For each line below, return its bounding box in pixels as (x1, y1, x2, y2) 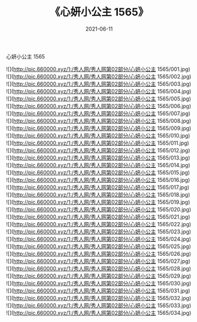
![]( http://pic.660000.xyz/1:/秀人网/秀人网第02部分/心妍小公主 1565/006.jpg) (6, 102, 192, 109)
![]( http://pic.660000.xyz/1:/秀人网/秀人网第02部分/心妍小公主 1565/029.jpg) (6, 272, 192, 279)
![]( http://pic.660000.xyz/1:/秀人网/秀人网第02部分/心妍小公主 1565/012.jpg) (6, 147, 191, 154)
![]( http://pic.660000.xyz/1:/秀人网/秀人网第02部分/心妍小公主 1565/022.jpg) (6, 220, 192, 227)
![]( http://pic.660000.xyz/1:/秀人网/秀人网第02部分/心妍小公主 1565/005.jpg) (6, 95, 192, 102)
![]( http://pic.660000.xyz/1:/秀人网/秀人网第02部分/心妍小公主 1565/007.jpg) (6, 110, 191, 117)
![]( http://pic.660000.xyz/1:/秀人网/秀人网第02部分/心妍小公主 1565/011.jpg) (6, 139, 189, 147)
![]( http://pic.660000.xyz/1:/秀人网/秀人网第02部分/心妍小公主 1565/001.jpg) (6, 66, 191, 73)
